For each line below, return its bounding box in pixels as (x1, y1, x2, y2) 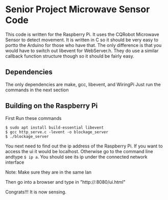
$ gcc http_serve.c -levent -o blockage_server (5, 129, 109, 135)
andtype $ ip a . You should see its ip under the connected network (5, 154, 148, 160)
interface (5, 159, 25, 165)
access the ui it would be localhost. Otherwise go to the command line (5, 148, 153, 154)
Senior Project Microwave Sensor (5, 4, 150, 15)
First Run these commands (5, 115, 62, 121)
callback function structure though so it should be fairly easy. (5, 53, 134, 59)
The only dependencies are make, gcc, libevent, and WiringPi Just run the (5, 81, 161, 87)
